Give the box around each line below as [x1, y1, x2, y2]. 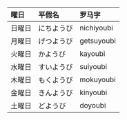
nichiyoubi [79, 23, 114, 32]
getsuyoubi [79, 36, 116, 46]
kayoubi [79, 49, 106, 58]
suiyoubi [79, 62, 108, 71]
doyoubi [79, 101, 106, 110]
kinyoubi [79, 88, 108, 97]
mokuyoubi [79, 75, 116, 84]
